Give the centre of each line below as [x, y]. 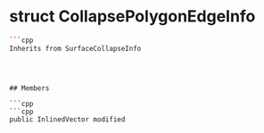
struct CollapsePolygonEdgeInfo [132, 17]
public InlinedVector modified [67, 119]
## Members [29, 88]
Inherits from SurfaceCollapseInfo [75, 48]
